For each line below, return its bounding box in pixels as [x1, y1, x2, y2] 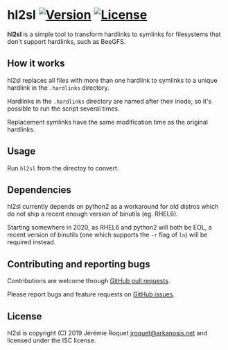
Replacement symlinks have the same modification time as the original [7, 118, 208, 126]
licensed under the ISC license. [7, 336, 96, 344]
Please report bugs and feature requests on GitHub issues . [7, 290, 175, 299]
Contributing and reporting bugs [7, 258, 150, 270]
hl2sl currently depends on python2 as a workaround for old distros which [7, 202, 219, 211]
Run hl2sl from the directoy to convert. [7, 164, 119, 172]
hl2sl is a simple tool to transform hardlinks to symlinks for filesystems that [7, 30, 221, 38]
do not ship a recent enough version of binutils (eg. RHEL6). [7, 209, 178, 218]
